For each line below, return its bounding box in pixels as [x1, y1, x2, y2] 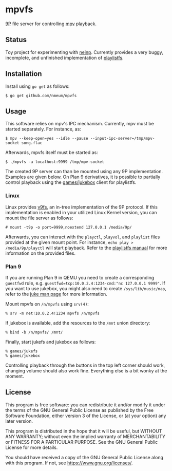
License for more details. [5, 444, 58, 450]
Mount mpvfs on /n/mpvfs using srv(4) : [5, 300, 89, 307]
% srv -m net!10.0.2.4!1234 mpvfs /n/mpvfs [5, 311, 100, 316]
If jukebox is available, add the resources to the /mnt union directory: [5, 319, 150, 326]
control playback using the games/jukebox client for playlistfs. [5, 179, 137, 185]
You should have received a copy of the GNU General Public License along [5, 454, 163, 460]
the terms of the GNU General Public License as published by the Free [5, 407, 154, 413]
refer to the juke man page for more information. [5, 291, 108, 297]
